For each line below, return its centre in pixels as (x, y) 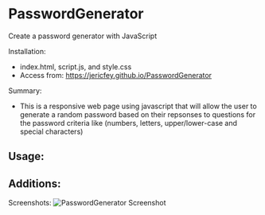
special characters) (51, 131)
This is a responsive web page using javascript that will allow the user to (138, 106)
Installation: (27, 51)
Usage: (27, 156)
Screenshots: (30, 203)
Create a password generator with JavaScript (83, 36)
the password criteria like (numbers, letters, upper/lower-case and (128, 123)
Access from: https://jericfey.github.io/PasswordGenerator (116, 75)
